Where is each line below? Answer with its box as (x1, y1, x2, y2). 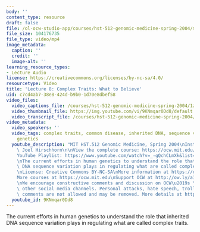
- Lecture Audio (6, 70, 46, 76)
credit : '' (11, 53, 39, 59)
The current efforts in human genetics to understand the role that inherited (6, 213, 189, 220)
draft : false (6, 20, 39, 26)
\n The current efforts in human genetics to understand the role (17, 158, 183, 164)
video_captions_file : (11, 102, 65, 109)
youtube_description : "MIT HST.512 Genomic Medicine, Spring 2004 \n (11, 141, 185, 148)
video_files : (6, 97, 39, 103)
